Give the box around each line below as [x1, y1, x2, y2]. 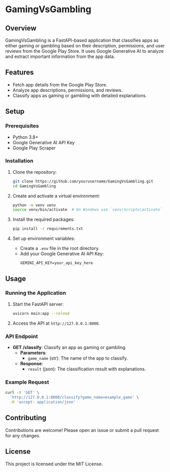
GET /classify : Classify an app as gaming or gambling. [12, 344, 126, 351]
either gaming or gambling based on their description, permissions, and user [5, 43, 165, 49]
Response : [20, 361, 44, 367]
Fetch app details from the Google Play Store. [12, 81, 108, 87]
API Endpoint [5, 333, 38, 340]
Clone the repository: [12, 169, 57, 175]
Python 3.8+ [12, 134, 39, 140]
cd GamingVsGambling [12, 183, 56, 188]
